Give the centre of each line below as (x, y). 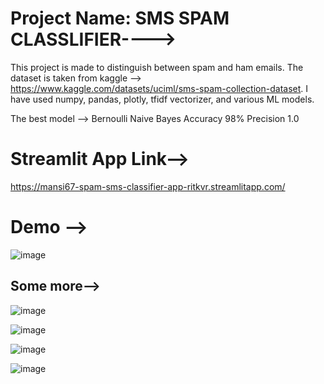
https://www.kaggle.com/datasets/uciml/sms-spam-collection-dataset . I (159, 88)
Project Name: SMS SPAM (120, 18)
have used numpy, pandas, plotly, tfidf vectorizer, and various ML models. (162, 99)
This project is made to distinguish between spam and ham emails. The (157, 67)
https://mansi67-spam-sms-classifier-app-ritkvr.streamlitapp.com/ (148, 186)
